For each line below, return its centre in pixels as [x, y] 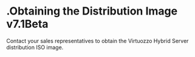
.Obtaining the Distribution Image [92, 11]
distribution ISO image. [35, 47]
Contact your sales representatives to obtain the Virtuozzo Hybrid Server [97, 41]
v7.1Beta [27, 24]
